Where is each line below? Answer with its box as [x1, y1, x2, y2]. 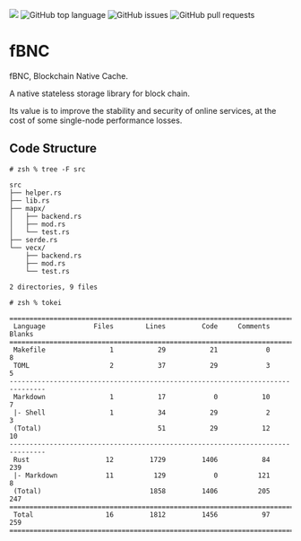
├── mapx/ [9, 204, 47, 213]
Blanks [9, 329, 34, 338]
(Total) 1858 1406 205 [13, 486, 271, 495]
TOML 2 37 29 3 [13, 361, 271, 370]
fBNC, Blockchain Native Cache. [9, 70, 128, 81]
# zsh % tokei [9, 298, 63, 307]
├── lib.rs [9, 196, 50, 205]
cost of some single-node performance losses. [9, 115, 183, 126]
